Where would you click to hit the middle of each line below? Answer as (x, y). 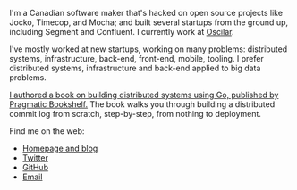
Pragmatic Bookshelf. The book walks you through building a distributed (142, 104)
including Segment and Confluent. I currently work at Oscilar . (122, 32)
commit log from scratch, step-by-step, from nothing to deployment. (136, 114)
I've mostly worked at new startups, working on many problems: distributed (148, 49)
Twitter (35, 158)
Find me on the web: (47, 131)
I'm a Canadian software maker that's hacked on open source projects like (146, 13)
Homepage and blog (60, 148)
